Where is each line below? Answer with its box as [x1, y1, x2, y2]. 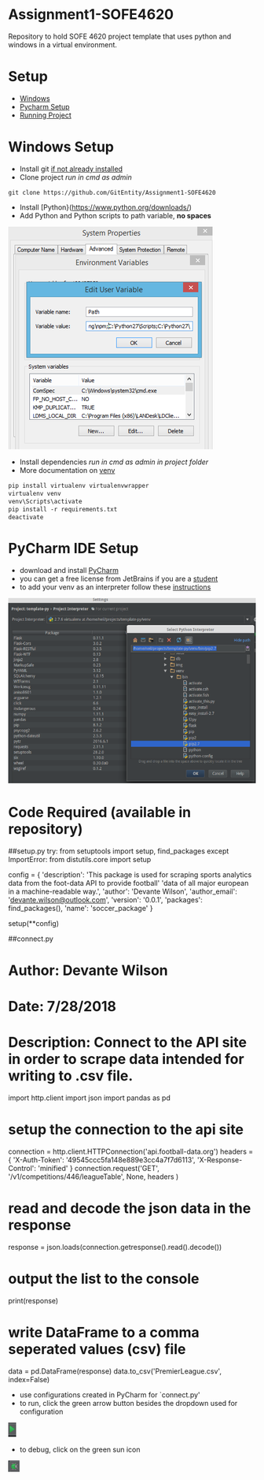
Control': [8, 1163, 37, 1173]
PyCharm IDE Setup [8, 540, 139, 557]
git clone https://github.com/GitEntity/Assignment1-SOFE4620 [8, 188, 216, 196]
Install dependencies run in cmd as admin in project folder [19, 457, 209, 467]
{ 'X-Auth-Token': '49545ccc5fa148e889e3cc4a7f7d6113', [8, 1155, 196, 1164]
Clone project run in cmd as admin [19, 172, 132, 182]
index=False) [8, 1374, 50, 1384]
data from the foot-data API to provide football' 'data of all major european [8, 878, 249, 887]
